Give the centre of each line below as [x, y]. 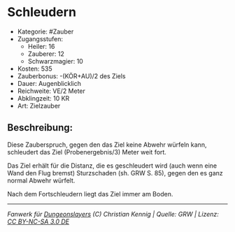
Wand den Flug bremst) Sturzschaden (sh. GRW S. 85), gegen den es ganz [115, 173]
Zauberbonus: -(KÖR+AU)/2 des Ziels [71, 76]
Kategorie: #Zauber [45, 31]
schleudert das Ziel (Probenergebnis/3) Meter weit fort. [87, 152]
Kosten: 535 [35, 68]
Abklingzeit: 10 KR [43, 98]
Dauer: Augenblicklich [49, 83]
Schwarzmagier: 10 [56, 61]
